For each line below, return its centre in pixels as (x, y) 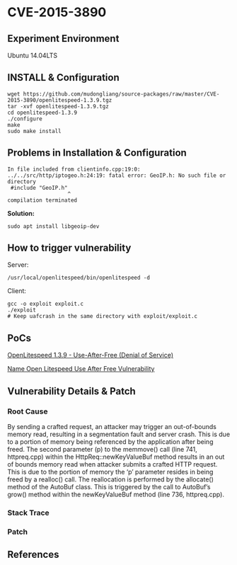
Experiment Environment (63, 39)
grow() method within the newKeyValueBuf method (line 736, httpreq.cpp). (116, 494)
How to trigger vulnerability (69, 248)
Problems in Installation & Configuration (97, 153)
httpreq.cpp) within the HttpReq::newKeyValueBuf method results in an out (116, 457)
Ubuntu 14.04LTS (33, 55)
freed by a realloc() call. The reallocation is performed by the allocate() (111, 479)
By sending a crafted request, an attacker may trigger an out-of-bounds (112, 426)
